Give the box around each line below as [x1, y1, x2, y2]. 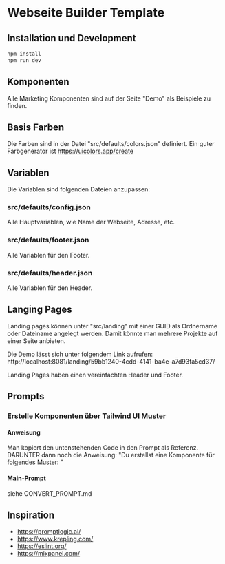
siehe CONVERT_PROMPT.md [7, 489, 92, 497]
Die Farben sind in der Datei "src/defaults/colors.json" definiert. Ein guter [7, 140, 215, 148]
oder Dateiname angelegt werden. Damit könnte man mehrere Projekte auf [7, 329, 218, 337]
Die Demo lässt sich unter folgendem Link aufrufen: [7, 350, 153, 358]
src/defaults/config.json [7, 202, 91, 212]
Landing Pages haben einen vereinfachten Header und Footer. [7, 370, 184, 379]
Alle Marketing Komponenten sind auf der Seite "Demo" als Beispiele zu [7, 94, 211, 103]
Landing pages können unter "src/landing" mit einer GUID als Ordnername [7, 322, 218, 330]
